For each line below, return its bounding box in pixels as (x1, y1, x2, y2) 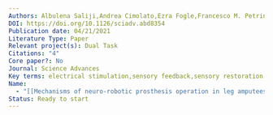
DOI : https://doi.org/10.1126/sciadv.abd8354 (8, 19, 165, 28)
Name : (8, 79, 27, 87)
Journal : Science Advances (8, 65, 100, 73)
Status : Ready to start (8, 95, 89, 103)
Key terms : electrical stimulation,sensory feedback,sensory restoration (8, 72, 264, 80)
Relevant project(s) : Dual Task (8, 42, 118, 50)
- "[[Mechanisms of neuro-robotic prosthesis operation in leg (15, 87, 234, 96)
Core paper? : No (8, 57, 63, 66)
